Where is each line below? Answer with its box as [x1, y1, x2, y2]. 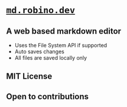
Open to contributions [6, 91, 89, 102]
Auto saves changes [14, 48, 65, 55]
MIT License [6, 72, 53, 82]
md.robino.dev [6, 5, 76, 16]
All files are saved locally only [14, 54, 87, 61]
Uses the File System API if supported [14, 42, 108, 48]
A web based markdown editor [6, 26, 122, 36]
